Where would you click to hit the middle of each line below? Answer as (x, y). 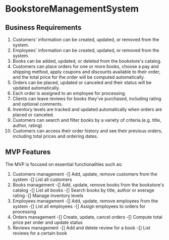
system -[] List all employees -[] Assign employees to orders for (79, 206)
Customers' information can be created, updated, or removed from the (86, 39)
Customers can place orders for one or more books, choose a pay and (86, 66)
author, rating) (27, 125)
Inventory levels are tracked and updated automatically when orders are (87, 109)
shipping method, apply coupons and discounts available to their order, (86, 72)
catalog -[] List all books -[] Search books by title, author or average (83, 190)
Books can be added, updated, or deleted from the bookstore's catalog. (87, 61)
